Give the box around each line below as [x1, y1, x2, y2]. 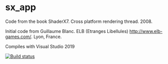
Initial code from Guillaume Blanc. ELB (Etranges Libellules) [5, 28, 129, 34]
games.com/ [5, 34, 31, 40]
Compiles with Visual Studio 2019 [5, 43, 75, 49]
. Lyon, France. [31, 34, 62, 40]
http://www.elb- [129, 28, 163, 34]
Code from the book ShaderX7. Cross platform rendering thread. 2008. [5, 18, 153, 24]
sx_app [5, 2, 36, 13]
